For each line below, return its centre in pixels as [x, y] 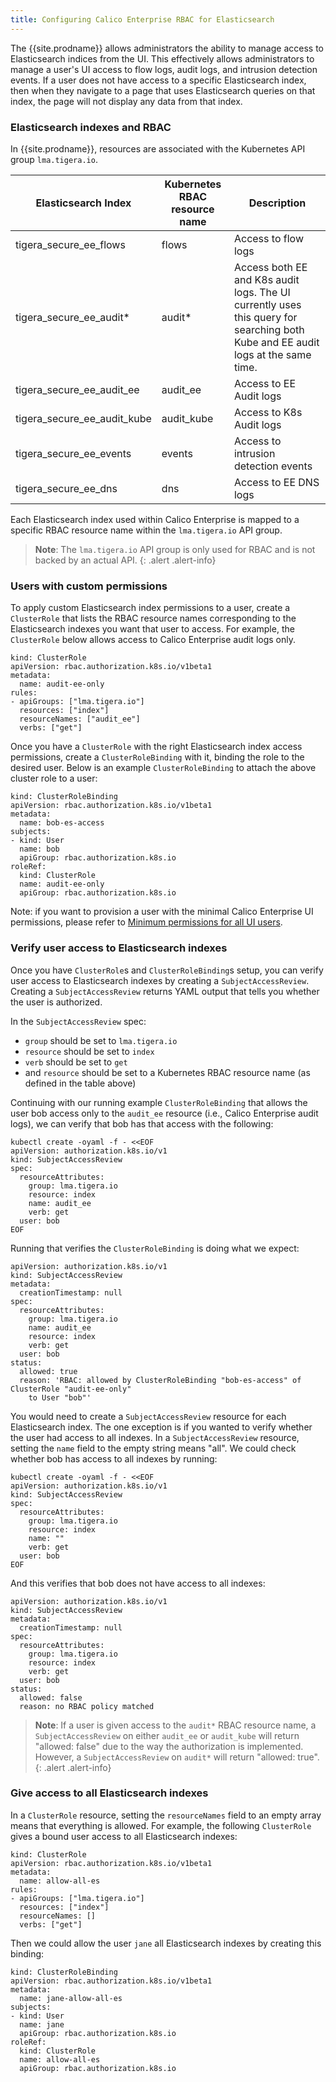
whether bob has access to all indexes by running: [114, 1458]
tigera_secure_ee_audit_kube [83, 418]
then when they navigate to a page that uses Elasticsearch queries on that [163, 90]
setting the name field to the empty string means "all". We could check [153, 1448]
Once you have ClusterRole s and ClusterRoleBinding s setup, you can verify [167, 970]
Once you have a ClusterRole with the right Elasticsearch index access [156, 747]
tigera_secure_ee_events [73, 453]
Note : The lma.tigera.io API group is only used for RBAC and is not [175, 549]
